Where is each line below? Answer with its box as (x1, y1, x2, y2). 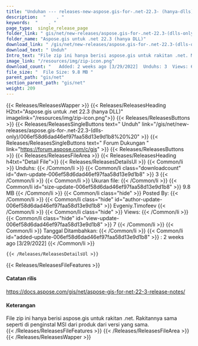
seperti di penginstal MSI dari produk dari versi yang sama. (6, 321, 149, 328)
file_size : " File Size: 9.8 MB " (6, 69, 94, 75)
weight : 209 (6, 86, 35, 92)
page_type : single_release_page (6, 25, 88, 31)
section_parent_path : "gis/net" (6, 80, 85, 86)
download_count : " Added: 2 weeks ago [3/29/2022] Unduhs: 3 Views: (6, 63, 189, 70)
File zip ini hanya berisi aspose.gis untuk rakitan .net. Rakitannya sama (6, 315, 177, 322)
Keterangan (6, 302, 36, 309)
